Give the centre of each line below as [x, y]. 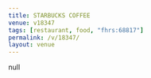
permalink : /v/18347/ [44, 37]
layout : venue [32, 45]
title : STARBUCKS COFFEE [49, 15]
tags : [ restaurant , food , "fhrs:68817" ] [76, 30]
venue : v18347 [32, 23]
